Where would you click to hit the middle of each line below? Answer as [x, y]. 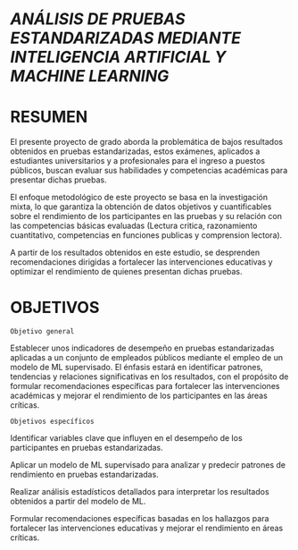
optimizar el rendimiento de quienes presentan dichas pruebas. [127, 272]
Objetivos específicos [52, 422]
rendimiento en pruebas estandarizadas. [84, 475]
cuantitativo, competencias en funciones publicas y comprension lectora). [146, 235]
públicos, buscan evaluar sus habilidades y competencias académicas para [149, 171]
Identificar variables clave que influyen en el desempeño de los [127, 438]
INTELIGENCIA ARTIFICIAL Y [118, 57]
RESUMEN [49, 117]
